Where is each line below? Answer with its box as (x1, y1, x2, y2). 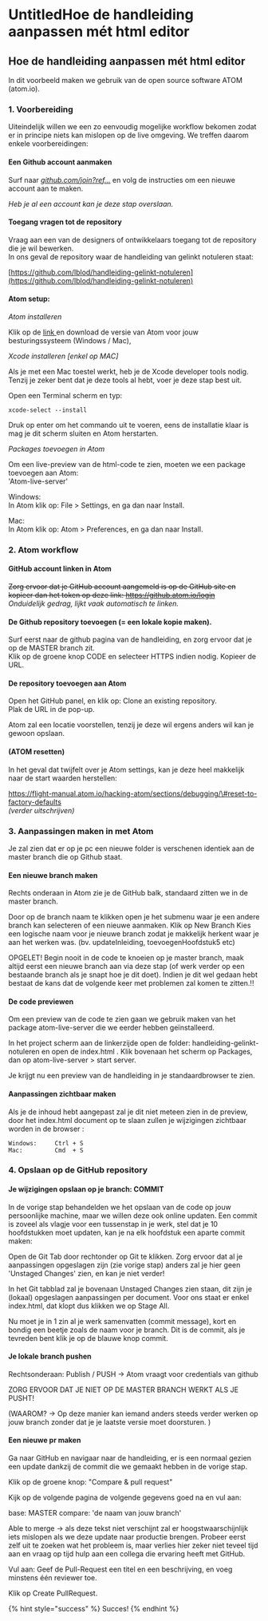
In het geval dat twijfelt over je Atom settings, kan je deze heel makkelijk (8, 765, 245, 774)
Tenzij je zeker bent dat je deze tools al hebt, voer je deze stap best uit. (8, 375, 242, 385)
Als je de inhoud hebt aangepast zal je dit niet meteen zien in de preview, (8, 1107, 248, 1117)
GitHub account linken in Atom (8, 564, 112, 574)
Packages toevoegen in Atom (8, 444, 105, 453)
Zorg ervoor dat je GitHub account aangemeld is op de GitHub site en (8, 582, 237, 591)
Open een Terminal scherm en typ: (8, 390, 123, 400)
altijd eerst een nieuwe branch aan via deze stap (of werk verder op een (8, 962, 245, 971)
